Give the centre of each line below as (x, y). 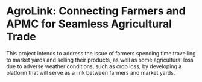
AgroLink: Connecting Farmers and (96, 11)
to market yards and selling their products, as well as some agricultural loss (100, 60)
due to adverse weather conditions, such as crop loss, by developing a (94, 66)
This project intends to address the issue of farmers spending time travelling (101, 53)
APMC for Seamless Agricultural (89, 24)
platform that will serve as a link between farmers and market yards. (91, 72)
